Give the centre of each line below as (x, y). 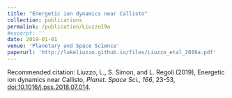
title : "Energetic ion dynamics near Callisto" (78, 14)
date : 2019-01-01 (32, 40)
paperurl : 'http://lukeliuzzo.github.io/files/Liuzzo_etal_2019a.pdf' (112, 53)
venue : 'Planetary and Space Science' (63, 46)
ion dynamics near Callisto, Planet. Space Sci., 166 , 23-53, (91, 79)
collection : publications (45, 20)
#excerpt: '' (26, 33)
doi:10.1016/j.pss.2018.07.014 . (49, 87)
